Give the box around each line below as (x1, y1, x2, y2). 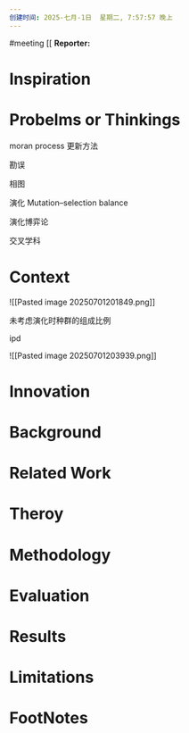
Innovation (9, 381, 91, 402)
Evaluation (9, 586, 90, 605)
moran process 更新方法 (9, 140, 98, 151)
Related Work (9, 463, 111, 483)
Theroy (9, 504, 64, 524)
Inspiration (9, 69, 91, 89)
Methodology (9, 545, 111, 565)
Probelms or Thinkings (9, 110, 181, 129)
